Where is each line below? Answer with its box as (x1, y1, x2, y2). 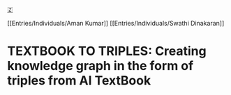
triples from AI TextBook (7, 73, 151, 89)
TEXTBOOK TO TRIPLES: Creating (7, 44, 207, 59)
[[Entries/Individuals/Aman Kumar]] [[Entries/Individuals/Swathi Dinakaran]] (7, 19, 225, 27)
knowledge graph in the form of (7, 58, 194, 74)
